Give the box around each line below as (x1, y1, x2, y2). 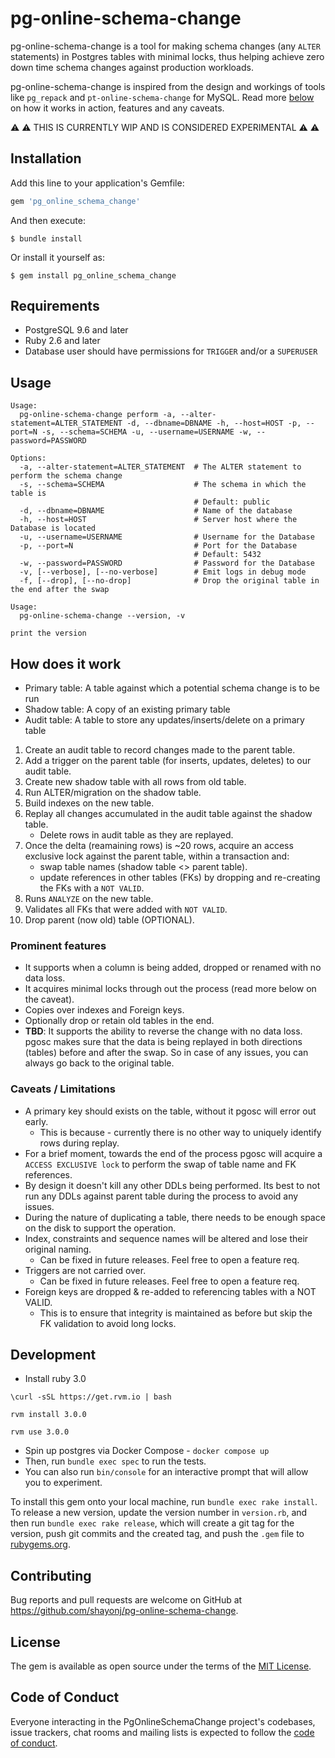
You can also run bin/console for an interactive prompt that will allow (24, 1466, 309, 1478)
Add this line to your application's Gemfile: (10, 177, 185, 189)
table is (10, 488, 47, 499)
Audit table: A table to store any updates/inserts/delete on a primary (24, 714, 305, 726)
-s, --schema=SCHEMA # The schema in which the (19, 480, 307, 490)
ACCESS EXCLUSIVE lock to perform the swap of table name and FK (24, 1158, 297, 1170)
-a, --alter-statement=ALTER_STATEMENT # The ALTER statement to (19, 462, 302, 472)
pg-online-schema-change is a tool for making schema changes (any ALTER (10, 40, 321, 52)
